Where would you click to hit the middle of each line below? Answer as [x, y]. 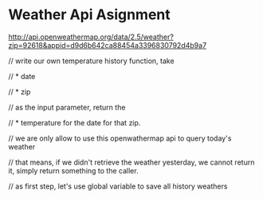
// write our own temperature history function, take [91, 61]
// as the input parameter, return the [67, 107]
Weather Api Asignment [90, 15]
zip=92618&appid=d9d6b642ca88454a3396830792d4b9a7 [108, 45]
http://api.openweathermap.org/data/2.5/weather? [91, 37]
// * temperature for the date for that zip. [75, 122]
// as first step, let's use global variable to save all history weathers [118, 186]
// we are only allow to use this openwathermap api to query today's [120, 138]
